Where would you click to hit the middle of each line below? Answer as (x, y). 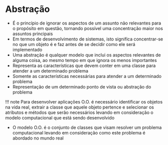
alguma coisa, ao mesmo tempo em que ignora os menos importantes (85, 60)
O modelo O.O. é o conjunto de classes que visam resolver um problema (87, 127)
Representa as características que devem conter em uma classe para (84, 65)
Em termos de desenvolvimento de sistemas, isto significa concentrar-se (88, 39)
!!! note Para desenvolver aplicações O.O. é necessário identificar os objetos (84, 101)
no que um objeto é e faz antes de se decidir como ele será (74, 44)
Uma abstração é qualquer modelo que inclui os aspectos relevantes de (87, 55)
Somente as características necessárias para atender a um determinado (87, 76)
